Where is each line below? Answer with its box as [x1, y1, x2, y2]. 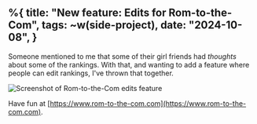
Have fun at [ [8, 98, 50, 108]
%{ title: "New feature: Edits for [8, 6, 167, 20]
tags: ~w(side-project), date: [42, 19, 187, 32]
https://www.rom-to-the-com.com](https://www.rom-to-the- [50, 98, 247, 108]
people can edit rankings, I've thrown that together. [8, 68, 174, 78]
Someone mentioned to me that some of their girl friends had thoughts [8, 51, 237, 61]
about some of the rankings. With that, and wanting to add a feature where [8, 60, 250, 69]
